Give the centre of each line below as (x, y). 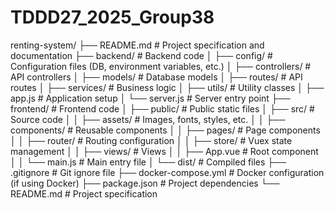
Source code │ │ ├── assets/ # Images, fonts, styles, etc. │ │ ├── (148, 119)
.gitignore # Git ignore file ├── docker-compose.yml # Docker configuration (167, 172)
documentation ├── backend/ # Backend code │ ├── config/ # (141, 55)
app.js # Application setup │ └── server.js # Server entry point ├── (150, 98)
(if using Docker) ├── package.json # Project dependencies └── (145, 183)
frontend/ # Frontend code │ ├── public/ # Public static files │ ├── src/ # (162, 108)
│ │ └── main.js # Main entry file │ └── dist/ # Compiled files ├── (148, 162)
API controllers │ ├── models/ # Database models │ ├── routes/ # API (156, 77)
